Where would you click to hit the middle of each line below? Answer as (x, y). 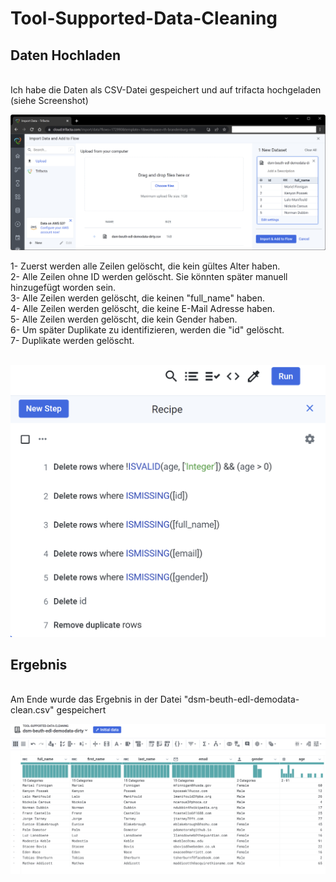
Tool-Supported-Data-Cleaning (144, 18)
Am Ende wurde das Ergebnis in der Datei (96, 699)
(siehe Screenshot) (49, 100)
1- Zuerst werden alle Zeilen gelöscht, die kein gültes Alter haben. (145, 266)
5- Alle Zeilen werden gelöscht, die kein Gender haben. (124, 319)
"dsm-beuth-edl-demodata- (241, 699)
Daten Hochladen (66, 55)
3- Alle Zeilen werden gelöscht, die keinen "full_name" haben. (138, 298)
